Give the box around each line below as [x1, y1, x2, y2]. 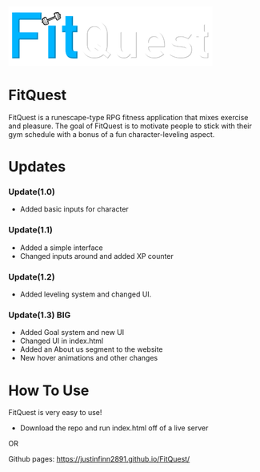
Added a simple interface [19, 243, 103, 252]
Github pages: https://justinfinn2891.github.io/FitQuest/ [8, 454, 190, 464]
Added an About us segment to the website [19, 345, 163, 354]
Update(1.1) [8, 224, 54, 236]
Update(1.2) [8, 271, 55, 282]
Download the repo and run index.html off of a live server [19, 423, 209, 433]
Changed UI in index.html [19, 336, 104, 346]
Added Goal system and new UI [19, 328, 125, 337]
